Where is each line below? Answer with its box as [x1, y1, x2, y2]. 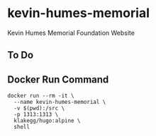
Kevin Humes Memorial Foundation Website [7, 28, 135, 37]
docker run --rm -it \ [7, 93, 74, 100]
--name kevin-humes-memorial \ [13, 98, 106, 106]
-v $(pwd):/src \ [13, 105, 65, 112]
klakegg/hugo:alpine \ [13, 117, 81, 125]
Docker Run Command [7, 73, 109, 85]
